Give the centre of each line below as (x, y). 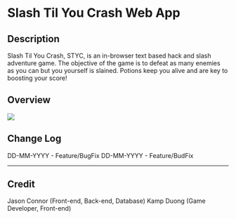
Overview (29, 100)
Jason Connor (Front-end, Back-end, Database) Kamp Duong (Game (106, 201)
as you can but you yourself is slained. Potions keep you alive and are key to (118, 71)
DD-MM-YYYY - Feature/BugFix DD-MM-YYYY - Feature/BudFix (100, 155)
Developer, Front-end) (39, 208)
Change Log (34, 139)
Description (33, 39)
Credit (21, 184)
